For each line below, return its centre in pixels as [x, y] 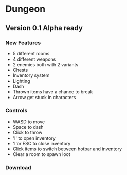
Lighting [21, 81]
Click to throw [28, 133]
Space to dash [28, 127]
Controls [16, 110]
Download [19, 168]
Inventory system [31, 75]
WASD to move [29, 122]
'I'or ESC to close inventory [42, 144]
